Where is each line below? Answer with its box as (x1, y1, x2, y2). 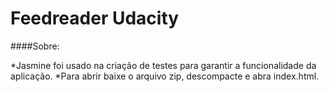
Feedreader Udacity (10, 7, 180, 30)
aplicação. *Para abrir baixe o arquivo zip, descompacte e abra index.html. (10, 70, 320, 82)
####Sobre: (10, 40, 60, 52)
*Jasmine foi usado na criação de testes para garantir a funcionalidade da (10, 59, 317, 71)
